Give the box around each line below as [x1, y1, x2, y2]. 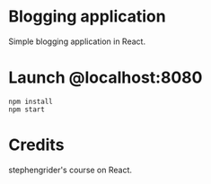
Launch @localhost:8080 [8, 67, 203, 88]
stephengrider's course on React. [8, 164, 132, 175]
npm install [8, 97, 53, 106]
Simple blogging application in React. [8, 36, 145, 47]
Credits [8, 135, 65, 155]
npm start [8, 105, 46, 114]
